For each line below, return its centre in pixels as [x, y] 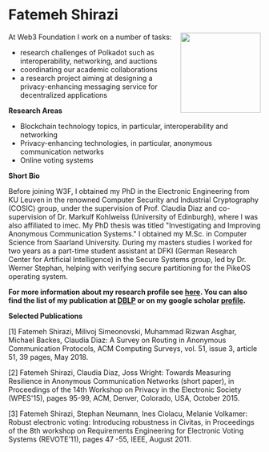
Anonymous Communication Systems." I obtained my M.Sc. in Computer [128, 233]
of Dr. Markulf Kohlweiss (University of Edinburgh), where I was [153, 216]
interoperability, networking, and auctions [88, 61]
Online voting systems [56, 160]
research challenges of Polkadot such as [87, 52]
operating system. [38, 276]
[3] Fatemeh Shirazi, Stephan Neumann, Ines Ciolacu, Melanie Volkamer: [128, 414]
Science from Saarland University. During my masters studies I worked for [130, 242]
